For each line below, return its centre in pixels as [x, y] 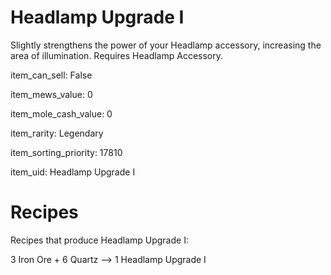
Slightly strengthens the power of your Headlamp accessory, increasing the [166, 45]
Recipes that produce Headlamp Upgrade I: [99, 240]
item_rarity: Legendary [57, 133]
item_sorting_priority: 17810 [66, 152]
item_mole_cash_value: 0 [61, 113]
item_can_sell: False [51, 75]
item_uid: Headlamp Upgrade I [73, 172]
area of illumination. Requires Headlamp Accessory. [117, 55]
